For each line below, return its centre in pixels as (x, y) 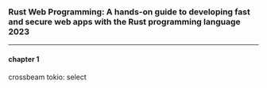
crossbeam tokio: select (48, 77)
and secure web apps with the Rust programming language (124, 21)
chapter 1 (24, 59)
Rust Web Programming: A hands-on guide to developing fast (129, 12)
